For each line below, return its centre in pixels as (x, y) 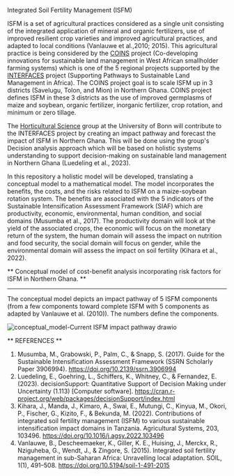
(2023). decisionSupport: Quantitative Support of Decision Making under (122, 384)
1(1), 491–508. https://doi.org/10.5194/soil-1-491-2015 (93, 465)
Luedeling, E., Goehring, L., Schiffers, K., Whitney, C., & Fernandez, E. (117, 376)
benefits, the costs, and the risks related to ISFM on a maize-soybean (107, 191)
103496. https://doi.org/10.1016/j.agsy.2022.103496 (91, 436)
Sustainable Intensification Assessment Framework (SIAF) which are (105, 206)
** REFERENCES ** (35, 340)
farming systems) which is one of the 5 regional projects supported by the (114, 68)
